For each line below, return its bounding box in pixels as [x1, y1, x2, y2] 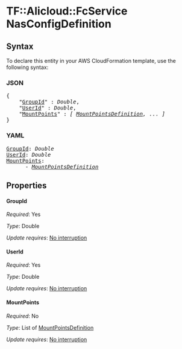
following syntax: [6, 64, 49, 71]
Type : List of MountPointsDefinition [6, 324, 94, 331]
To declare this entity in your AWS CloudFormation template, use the [6, 57, 176, 64]
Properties [6, 180, 47, 191]
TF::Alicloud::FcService [6, 4, 128, 18]
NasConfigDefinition [6, 17, 111, 31]
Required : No [6, 312, 39, 319]
